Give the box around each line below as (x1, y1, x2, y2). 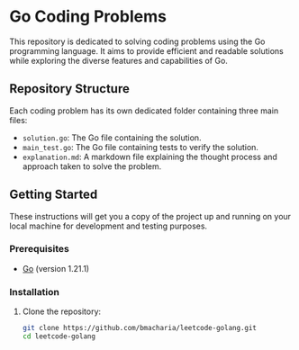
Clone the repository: (22, 306, 102, 317)
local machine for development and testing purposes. (9, 220, 208, 231)
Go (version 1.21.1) (22, 263, 90, 274)
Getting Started (9, 187, 98, 202)
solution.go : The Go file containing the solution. (22, 132, 202, 143)
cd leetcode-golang (22, 332, 96, 341)
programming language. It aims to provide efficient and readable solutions (9, 45, 284, 56)
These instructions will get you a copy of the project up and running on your (9, 211, 291, 221)
